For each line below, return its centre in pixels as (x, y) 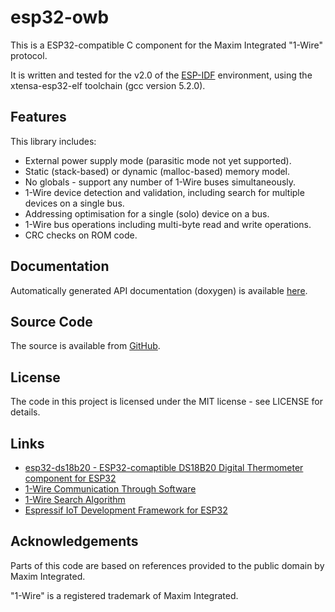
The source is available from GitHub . (85, 346)
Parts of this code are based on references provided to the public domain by (167, 565)
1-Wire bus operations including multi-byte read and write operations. (168, 224)
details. (25, 412)
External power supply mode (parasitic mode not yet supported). (158, 160)
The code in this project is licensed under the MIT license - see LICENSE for (166, 402)
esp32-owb (60, 17)
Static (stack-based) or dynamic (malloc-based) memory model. (157, 171)
